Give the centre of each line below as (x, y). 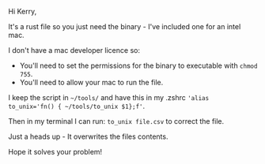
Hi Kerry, (23, 11)
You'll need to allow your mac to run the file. (91, 82)
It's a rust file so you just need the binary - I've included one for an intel (125, 26)
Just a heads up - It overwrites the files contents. (88, 136)
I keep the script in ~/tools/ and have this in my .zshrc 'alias (109, 97)
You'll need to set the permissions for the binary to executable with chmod (138, 65)
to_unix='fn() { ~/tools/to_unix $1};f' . (77, 106)
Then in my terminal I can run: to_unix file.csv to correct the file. (116, 121)
